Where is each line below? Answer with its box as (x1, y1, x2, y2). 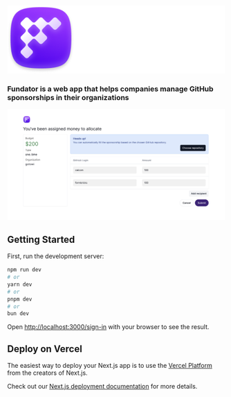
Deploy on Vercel (7, 343, 83, 355)
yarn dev (7, 280, 33, 288)
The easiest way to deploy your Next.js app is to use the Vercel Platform (7, 362, 213, 370)
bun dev (7, 310, 30, 317)
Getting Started (7, 233, 75, 245)
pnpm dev (7, 296, 33, 303)
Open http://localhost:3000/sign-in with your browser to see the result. (7, 323, 210, 331)
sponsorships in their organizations (7, 92, 129, 102)
